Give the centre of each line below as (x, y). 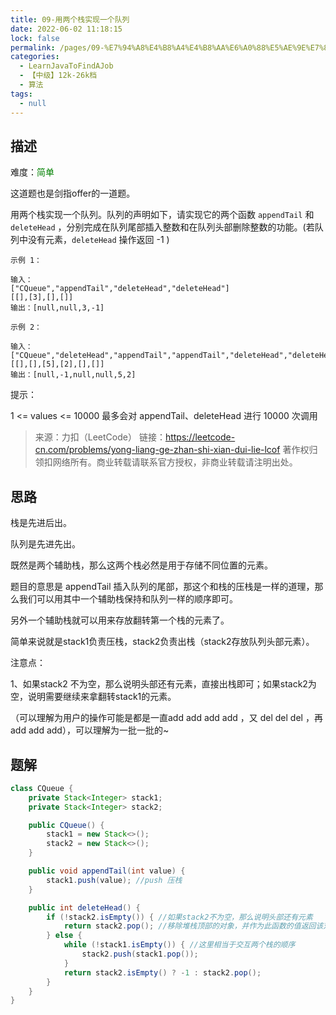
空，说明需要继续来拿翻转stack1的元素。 (93, 697)
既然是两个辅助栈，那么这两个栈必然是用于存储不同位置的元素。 (141, 565)
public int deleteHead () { (84, 907)
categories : (35, 57)
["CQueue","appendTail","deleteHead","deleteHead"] (120, 289)
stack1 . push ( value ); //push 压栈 (114, 880)
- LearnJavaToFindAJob (66, 66)
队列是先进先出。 (45, 544)
